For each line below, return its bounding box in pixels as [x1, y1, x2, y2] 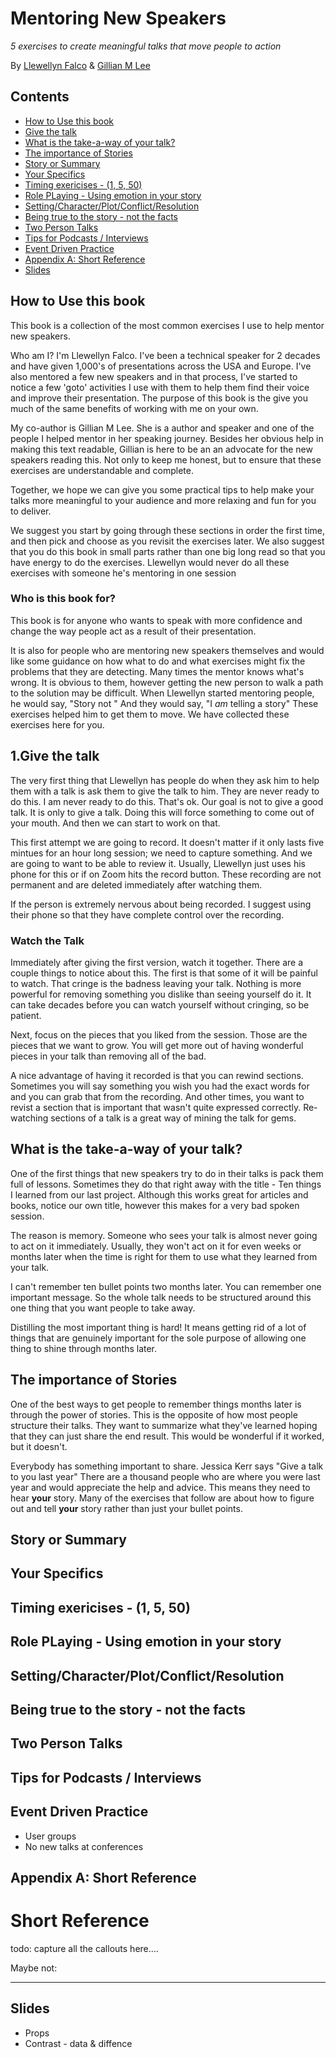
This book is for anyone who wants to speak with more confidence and [10, 614, 303, 626]
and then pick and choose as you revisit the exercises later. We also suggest [10, 535, 325, 547]
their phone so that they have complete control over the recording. [10, 908, 285, 921]
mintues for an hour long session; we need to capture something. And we [10, 847, 313, 859]
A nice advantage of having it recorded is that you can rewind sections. [10, 1069, 304, 1081]
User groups [24, 1830, 77, 1842]
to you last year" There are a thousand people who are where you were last [10, 1470, 321, 1482]
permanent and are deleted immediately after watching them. [10, 878, 263, 891]
